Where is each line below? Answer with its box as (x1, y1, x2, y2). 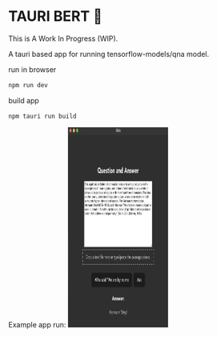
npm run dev (8, 81, 48, 89)
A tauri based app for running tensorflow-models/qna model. (8, 49, 210, 58)
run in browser (8, 64, 57, 74)
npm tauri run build (8, 112, 78, 120)
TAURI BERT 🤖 (8, 7, 102, 26)
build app (8, 95, 40, 105)
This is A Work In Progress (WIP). (8, 34, 119, 43)
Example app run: (8, 319, 66, 329)
